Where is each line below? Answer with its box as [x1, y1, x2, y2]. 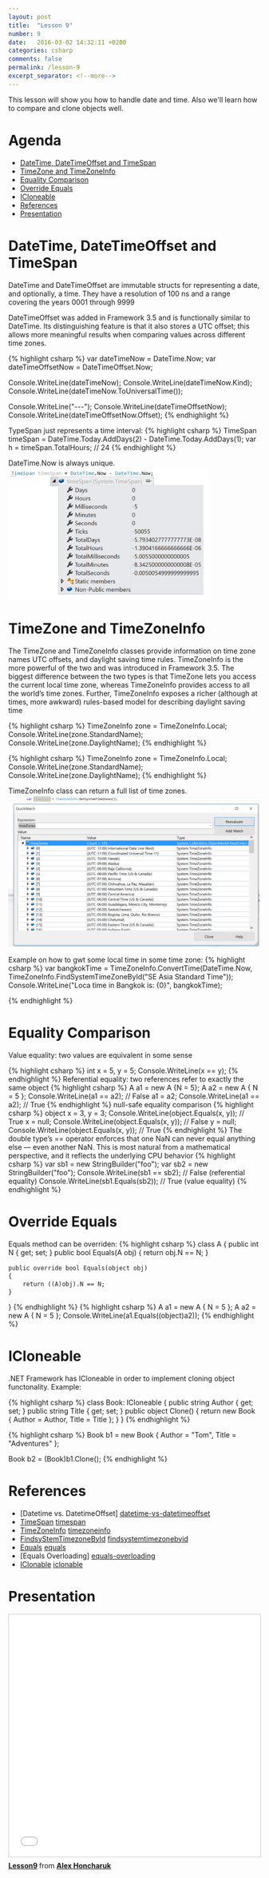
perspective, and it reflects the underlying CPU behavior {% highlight [8, 1150, 235, 1160]
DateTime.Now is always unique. [8, 458, 116, 468]
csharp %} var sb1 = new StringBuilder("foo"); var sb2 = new [8, 1159, 209, 1169]
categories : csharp [8, 46, 73, 55]
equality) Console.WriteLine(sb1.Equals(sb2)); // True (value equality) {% [8, 1176, 247, 1186]
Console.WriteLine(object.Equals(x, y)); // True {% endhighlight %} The [8, 1125, 243, 1134]
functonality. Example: [8, 1382, 81, 1391]
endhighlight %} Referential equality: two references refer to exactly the [8, 1074, 244, 1083]
